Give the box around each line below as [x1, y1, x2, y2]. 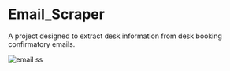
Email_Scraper [8, 5, 105, 23]
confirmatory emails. [8, 39, 76, 48]
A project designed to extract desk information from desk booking [8, 31, 223, 41]
